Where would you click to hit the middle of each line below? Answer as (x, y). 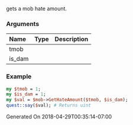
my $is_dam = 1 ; (26, 94)
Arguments (23, 24)
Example (19, 76)
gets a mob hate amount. (36, 9)
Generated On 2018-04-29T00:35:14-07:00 (59, 117)
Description (72, 39)
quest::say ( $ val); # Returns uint (49, 105)
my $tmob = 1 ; (24, 89)
